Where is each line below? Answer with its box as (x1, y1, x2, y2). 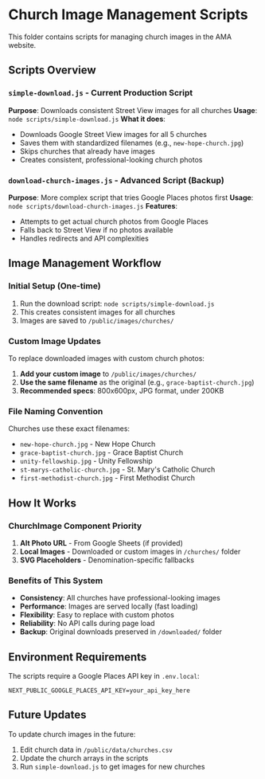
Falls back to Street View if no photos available (19, 225, 173, 234)
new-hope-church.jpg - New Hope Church (19, 440, 156, 449)
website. (8, 40, 37, 49)
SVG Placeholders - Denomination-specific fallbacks (19, 555, 195, 565)
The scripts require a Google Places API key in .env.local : (8, 671, 200, 680)
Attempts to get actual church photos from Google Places (19, 217, 209, 226)
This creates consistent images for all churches (19, 307, 176, 316)
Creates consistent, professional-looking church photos (19, 155, 203, 164)
